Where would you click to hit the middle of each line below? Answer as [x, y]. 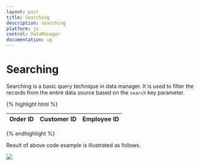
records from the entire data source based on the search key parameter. [95, 92]
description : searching [36, 23]
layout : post [23, 12]
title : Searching [28, 17]
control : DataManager [33, 34]
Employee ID [101, 119]
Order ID [22, 119]
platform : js [23, 29]
